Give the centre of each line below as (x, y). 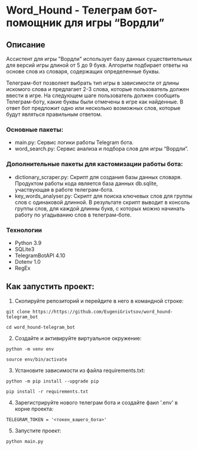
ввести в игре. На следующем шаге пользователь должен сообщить (93, 95)
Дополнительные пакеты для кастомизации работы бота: (95, 164)
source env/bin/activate (37, 359)
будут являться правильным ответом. (54, 114)
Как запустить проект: (50, 286)
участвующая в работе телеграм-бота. (64, 189)
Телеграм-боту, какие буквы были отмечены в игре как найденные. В (95, 102)
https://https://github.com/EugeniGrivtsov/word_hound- (103, 312)
